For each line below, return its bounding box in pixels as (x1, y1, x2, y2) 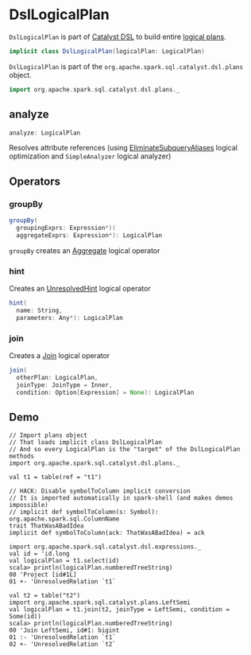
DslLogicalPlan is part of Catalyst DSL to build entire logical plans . (9, 32, 226, 41)
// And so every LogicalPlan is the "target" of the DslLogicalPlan (9, 446, 241, 454)
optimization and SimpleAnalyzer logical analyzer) (9, 151, 172, 161)
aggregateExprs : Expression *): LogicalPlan (16, 231, 162, 240)
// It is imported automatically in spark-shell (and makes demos (9, 494, 234, 502)
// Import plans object (9, 431, 88, 439)
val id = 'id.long (9, 550, 70, 558)
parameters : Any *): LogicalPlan (16, 314, 124, 322)
